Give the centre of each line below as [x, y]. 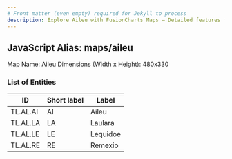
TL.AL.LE [25, 134]
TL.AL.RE [25, 145]
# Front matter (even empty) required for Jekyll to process [97, 13]
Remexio [104, 145]
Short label [66, 100]
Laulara [103, 123]
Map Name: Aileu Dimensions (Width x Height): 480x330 [88, 64]
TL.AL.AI [25, 112]
